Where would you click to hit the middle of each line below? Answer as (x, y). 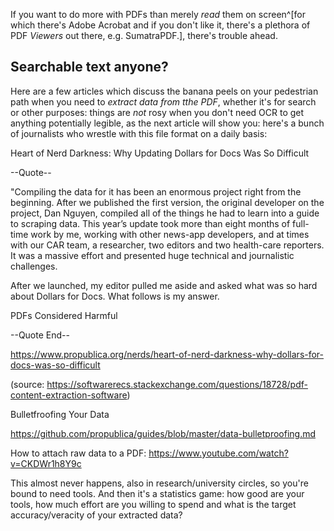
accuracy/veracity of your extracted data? (96, 515)
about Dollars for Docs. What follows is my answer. (115, 296)
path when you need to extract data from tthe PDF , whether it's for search (163, 101)
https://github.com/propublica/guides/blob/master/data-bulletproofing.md (163, 433)
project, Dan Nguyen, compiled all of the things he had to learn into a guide (165, 213)
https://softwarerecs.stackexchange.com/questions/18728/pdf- (177, 384)
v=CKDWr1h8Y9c (46, 463)
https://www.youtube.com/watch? (218, 453)
